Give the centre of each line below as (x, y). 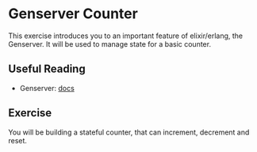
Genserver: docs (47, 88)
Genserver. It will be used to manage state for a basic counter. (110, 44)
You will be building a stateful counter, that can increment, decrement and (129, 132)
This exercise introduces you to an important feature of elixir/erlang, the (126, 36)
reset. (18, 140)
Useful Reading (47, 69)
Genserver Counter (73, 14)
